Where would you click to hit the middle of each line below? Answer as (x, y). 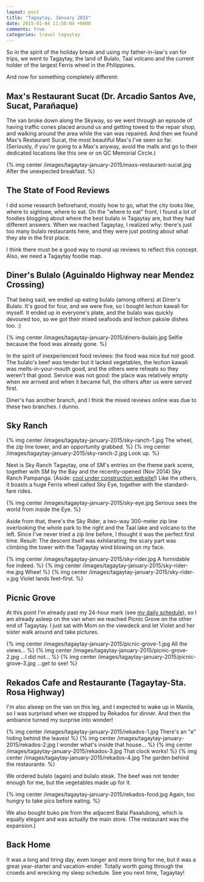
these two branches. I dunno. (43, 406)
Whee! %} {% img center (56, 572)
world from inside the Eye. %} (44, 509)
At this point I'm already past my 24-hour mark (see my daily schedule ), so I (101, 612)
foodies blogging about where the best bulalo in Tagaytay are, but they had (100, 218)
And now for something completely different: (62, 77)
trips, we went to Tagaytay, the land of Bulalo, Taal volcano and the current (100, 59)
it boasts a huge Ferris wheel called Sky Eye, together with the (85, 485)
